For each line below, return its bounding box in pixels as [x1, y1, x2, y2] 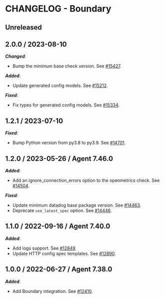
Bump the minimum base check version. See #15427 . [12, 63, 121, 69]
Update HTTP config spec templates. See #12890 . [12, 250, 116, 256]
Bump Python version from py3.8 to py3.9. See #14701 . [12, 140, 126, 146]
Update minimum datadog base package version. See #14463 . [12, 202, 141, 209]
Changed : [5, 53, 26, 59]
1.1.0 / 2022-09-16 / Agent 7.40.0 [5, 222, 110, 231]
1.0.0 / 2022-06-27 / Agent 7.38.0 [5, 265, 112, 274]
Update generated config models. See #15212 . [12, 82, 108, 88]
